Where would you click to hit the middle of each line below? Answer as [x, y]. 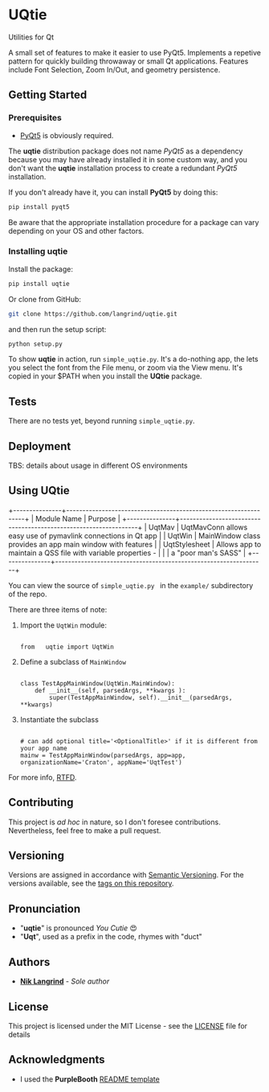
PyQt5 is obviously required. [67, 135]
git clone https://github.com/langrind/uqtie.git [93, 314]
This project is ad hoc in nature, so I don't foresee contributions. [114, 822]
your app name [43, 748]
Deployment [40, 446]
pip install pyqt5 [39, 207]
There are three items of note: [58, 609]
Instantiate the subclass [59, 719]
